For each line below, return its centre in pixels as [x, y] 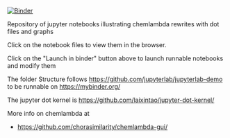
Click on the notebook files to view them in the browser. [87, 45]
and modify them [32, 66]
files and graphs [31, 32]
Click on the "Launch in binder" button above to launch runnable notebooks [115, 58]
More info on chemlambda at [49, 113]
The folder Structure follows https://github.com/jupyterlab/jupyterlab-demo [115, 79]
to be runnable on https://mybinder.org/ [64, 86]
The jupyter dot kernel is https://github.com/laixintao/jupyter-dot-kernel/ [111, 100]
